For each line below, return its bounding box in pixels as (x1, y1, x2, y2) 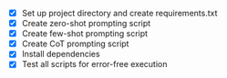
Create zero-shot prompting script (21, 18, 151, 29)
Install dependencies (21, 49, 101, 60)
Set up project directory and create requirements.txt (21, 8, 218, 18)
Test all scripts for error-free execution (21, 59, 168, 70)
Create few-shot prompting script (21, 28, 148, 39)
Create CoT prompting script (21, 38, 129, 49)
